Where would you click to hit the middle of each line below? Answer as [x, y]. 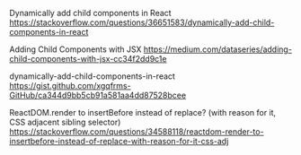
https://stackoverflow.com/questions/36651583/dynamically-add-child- [142, 22]
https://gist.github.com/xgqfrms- [71, 86]
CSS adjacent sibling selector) [65, 122]
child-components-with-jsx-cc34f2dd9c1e [88, 59]
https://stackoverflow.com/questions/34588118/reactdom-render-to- [137, 132]
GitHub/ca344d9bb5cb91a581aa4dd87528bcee [98, 95]
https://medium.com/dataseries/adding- [217, 49]
